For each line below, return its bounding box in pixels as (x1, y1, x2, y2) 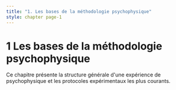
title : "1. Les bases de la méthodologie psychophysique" (6, 8, 152, 15)
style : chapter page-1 (6, 14, 62, 20)
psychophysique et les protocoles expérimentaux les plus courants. (6, 78, 171, 85)
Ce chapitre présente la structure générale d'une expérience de (6, 71, 161, 78)
